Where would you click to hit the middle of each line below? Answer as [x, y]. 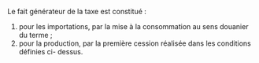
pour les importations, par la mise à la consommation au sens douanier [133, 26]
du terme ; [35, 35]
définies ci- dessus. [51, 52]
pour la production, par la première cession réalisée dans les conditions [135, 43]
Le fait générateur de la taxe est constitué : [77, 11]
